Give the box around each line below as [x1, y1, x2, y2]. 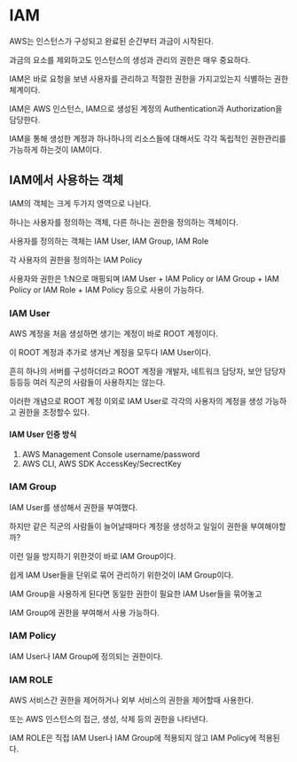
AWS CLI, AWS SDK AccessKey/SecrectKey [21, 458, 182, 470]
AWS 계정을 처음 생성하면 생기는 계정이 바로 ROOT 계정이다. [9, 329, 219, 339]
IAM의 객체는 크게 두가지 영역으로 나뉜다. [9, 198, 152, 208]
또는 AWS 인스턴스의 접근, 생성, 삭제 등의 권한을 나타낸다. [9, 714, 208, 725]
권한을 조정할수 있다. [18, 407, 90, 417]
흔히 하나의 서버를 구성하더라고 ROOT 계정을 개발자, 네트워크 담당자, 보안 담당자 [9, 366, 286, 377]
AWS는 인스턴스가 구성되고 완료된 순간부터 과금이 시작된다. [9, 35, 215, 46]
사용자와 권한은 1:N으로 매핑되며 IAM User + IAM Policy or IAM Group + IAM [9, 273, 279, 284]
